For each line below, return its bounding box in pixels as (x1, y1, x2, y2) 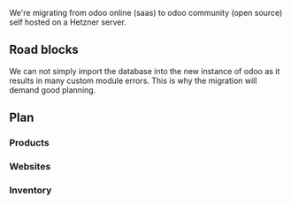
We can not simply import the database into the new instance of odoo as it (9, 65, 280, 76)
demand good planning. (9, 84, 96, 95)
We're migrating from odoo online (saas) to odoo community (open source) (9, 8, 283, 18)
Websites (9, 161, 51, 173)
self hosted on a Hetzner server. (9, 17, 126, 27)
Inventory (9, 184, 52, 196)
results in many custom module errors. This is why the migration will (9, 75, 257, 86)
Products (9, 137, 50, 149)
